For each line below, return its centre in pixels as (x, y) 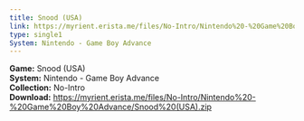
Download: (30, 98)
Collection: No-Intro (47, 88)
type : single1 (36, 34)
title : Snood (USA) (46, 18)
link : (19, 26)
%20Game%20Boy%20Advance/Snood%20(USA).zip (111, 107)
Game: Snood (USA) (47, 69)
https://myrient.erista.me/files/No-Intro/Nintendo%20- (154, 98)
